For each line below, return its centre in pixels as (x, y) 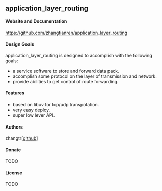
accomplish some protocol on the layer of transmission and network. (85, 76)
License (14, 173)
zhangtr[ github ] (22, 138)
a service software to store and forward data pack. (66, 71)
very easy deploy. (31, 110)
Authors (14, 127)
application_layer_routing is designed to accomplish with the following (79, 55)
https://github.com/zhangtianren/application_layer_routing (66, 33)
